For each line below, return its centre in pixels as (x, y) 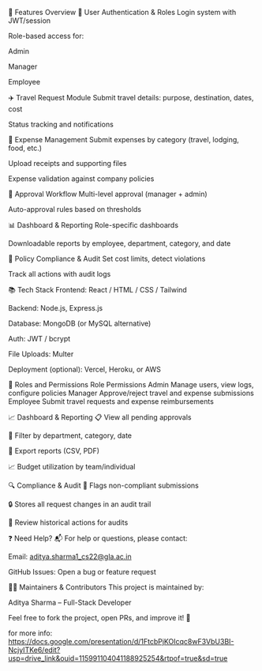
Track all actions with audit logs (60, 274)
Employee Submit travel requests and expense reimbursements (111, 401)
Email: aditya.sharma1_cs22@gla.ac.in (70, 556)
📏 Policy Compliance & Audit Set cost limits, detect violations (107, 258)
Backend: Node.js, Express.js (56, 308)
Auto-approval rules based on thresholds (75, 209)
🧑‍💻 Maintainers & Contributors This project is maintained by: (106, 587)
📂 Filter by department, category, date (70, 435)
